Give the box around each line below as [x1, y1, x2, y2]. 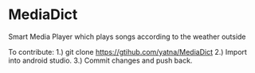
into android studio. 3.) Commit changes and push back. [8, 56, 193, 65]
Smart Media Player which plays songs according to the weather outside [8, 32, 246, 41]
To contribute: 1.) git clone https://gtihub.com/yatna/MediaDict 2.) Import [8, 47, 247, 56]
